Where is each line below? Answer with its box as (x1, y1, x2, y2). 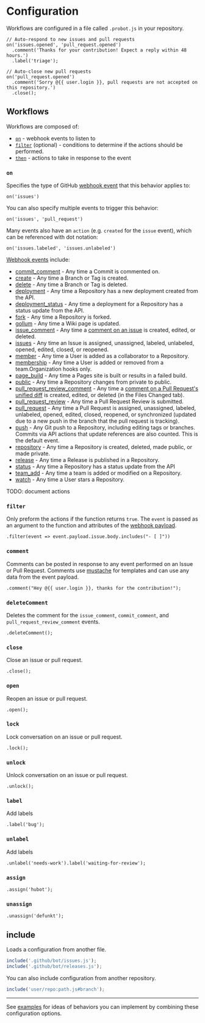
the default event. (15, 437, 60, 444)
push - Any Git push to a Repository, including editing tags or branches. (15, 424, 195, 431)
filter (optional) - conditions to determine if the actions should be (15, 141, 183, 148)
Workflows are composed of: (6, 122, 79, 130)
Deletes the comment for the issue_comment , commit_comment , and (6, 611, 169, 619)
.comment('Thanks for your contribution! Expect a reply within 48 (12, 47, 187, 53)
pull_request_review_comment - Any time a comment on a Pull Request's (15, 385, 198, 392)
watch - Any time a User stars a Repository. (15, 476, 125, 483)
